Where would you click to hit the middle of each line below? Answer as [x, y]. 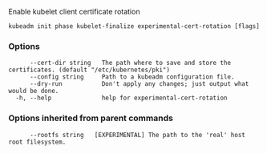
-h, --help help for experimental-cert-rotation [121, 98]
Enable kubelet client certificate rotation [74, 12]
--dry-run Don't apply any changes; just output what [139, 84]
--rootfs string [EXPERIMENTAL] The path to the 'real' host [138, 135]
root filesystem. [37, 142]
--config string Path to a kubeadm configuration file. [132, 77]
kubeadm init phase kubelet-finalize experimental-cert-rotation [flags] [134, 26]
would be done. [34, 91]
